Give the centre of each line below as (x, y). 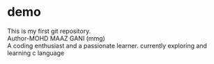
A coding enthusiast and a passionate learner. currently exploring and (107, 45)
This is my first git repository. (49, 31)
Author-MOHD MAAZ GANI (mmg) (56, 38)
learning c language (36, 53)
